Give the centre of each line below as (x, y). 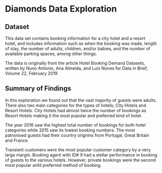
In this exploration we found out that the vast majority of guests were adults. (81, 100)
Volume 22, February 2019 (31, 73)
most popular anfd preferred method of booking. (53, 165)
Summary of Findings (38, 89)
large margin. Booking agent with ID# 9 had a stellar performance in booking (81, 155)
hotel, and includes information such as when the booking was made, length (81, 43)
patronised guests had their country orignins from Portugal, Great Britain (77, 135)
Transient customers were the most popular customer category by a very (78, 150)
